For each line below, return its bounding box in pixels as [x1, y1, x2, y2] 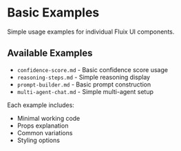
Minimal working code [17, 114, 81, 122]
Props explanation [17, 121, 69, 130]
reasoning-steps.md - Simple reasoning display [17, 73, 150, 81]
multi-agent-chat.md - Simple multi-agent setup [17, 87, 153, 95]
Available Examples [7, 47, 93, 59]
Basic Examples [7, 5, 100, 21]
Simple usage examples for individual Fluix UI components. [7, 27, 175, 36]
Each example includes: [7, 101, 74, 109]
